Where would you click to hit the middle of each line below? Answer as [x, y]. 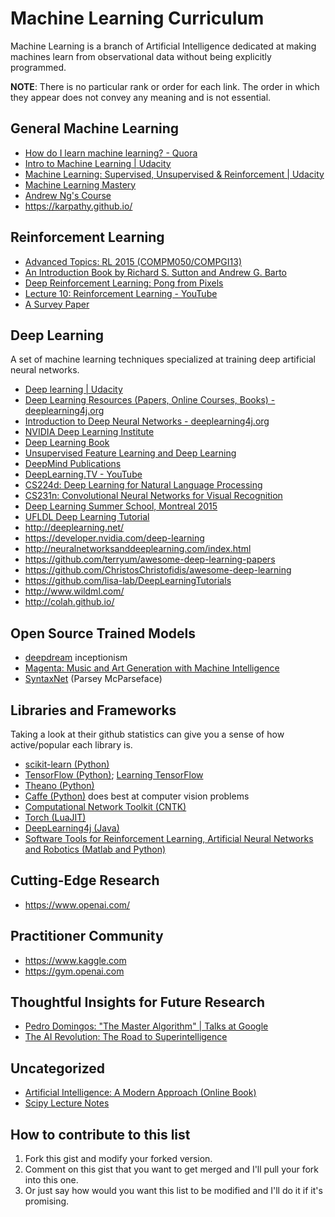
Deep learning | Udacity [73, 389]
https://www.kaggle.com [75, 960]
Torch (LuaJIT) [55, 817]
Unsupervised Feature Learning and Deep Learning [130, 453]
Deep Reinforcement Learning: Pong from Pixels [124, 283]
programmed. [38, 67]
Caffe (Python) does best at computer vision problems [137, 796]
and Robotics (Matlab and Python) [95, 849]
